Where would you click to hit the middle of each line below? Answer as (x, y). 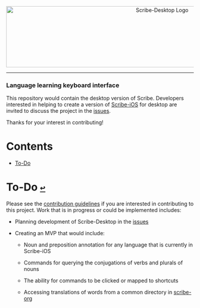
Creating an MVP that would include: (60, 233)
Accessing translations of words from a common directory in (98, 292)
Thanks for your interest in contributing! (55, 122)
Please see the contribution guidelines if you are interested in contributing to (100, 204)
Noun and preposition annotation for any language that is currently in (108, 245)
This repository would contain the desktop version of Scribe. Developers (95, 98)
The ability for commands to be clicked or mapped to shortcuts (101, 281)
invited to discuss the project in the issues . (59, 111)
